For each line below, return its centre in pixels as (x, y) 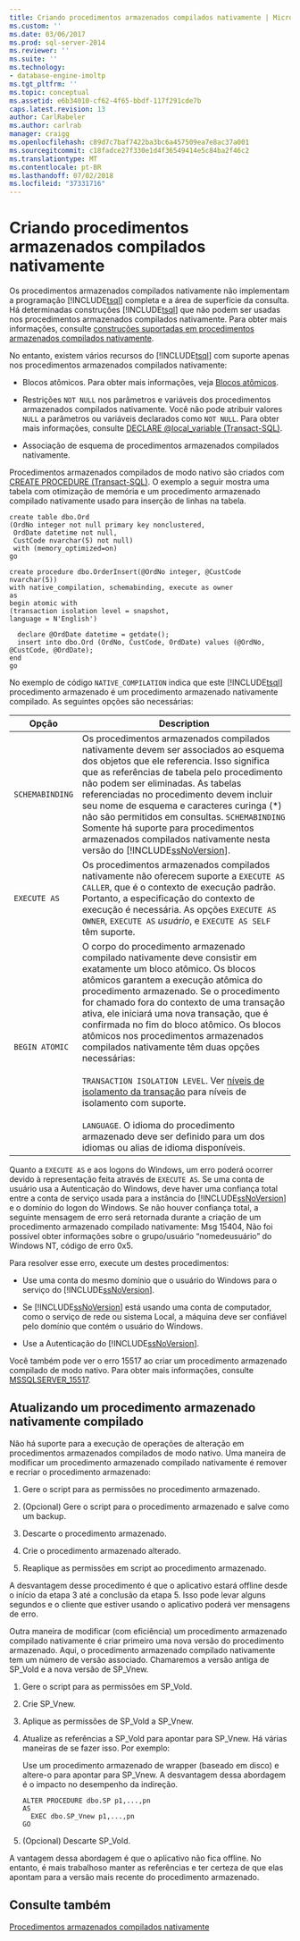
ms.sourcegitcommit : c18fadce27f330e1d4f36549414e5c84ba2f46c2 (129, 150)
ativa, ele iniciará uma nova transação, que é (175, 1014)
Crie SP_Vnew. (49, 1703)
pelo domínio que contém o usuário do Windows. (112, 1326)
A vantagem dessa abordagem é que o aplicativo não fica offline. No (135, 1858)
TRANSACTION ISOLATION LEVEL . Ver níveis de (173, 1081)
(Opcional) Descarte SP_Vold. (76, 1840)
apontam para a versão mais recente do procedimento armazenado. (134, 1877)
